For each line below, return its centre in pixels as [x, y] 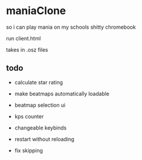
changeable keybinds [40, 128]
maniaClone [36, 11]
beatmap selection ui [40, 105]
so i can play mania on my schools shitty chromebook [71, 27]
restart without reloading [44, 139]
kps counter [29, 116]
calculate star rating [39, 82]
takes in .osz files [27, 50]
